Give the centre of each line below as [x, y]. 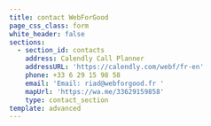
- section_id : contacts [61, 51]
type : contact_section [67, 100]
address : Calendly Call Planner [85, 59]
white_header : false [47, 34]
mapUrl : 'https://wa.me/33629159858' [95, 91]
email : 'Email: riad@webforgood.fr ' [95, 83]
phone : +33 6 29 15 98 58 [73, 75]
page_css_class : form [49, 26]
